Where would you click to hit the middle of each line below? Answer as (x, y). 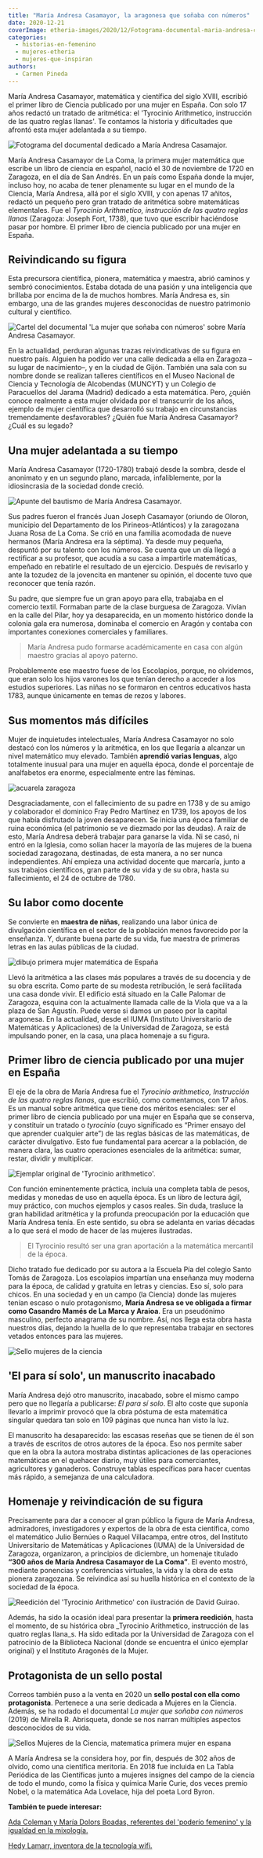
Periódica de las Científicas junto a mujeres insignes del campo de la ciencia (131, 1775)
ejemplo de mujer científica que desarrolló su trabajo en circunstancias (122, 409)
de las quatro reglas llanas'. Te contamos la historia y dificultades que (121, 121)
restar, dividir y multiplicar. (51, 1158)
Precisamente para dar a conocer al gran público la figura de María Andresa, (131, 1520)
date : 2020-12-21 (36, 23)
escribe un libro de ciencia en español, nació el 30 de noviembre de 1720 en (131, 168)
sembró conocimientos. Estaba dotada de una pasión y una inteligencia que (130, 287)
